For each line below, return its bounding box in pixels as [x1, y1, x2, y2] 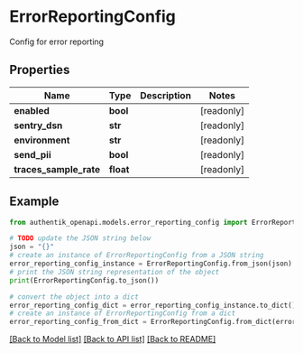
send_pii [14, 148, 51, 161]
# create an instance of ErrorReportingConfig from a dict [9, 309, 236, 318]
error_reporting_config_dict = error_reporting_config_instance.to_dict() [9, 301, 297, 310]
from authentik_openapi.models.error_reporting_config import [9, 218, 248, 227]
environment [14, 134, 70, 146]
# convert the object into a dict [9, 292, 140, 302]
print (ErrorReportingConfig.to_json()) [9, 275, 160, 285]
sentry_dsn [14, 119, 63, 132]
